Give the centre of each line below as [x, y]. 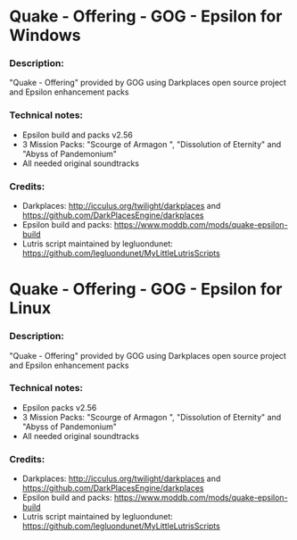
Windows [45, 35]
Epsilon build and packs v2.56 [78, 135]
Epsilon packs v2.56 [59, 407]
